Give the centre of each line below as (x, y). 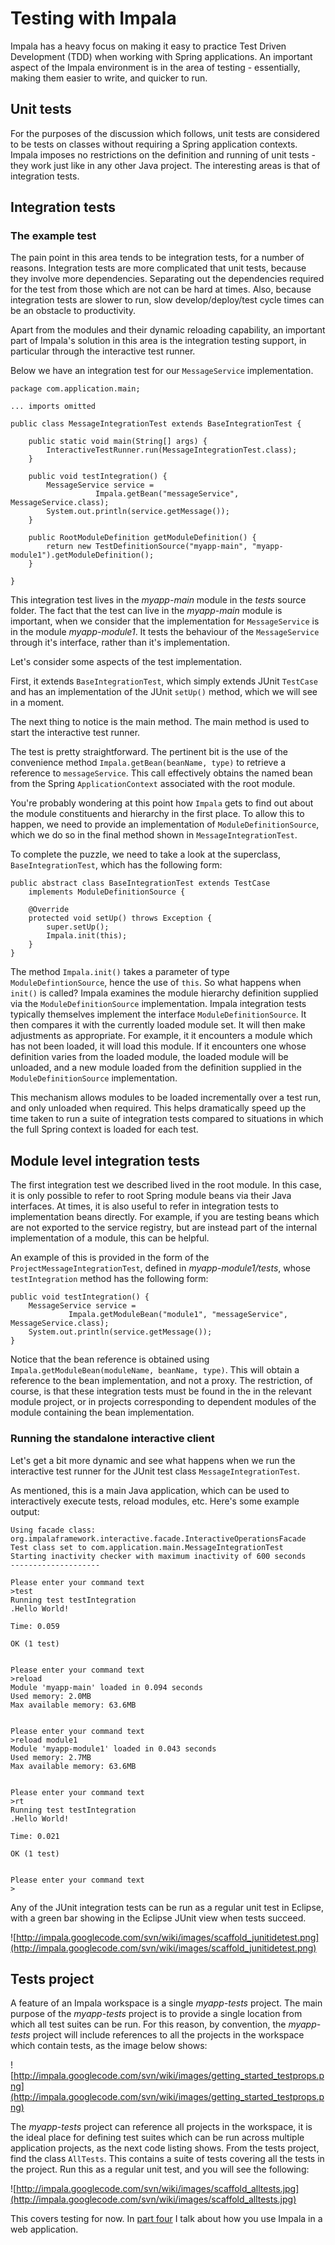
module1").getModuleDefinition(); (82, 555)
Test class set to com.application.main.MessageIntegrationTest (147, 1547)
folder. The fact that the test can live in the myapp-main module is (146, 611)
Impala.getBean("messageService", (167, 494)
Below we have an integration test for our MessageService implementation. (162, 371)
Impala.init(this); (87, 936)
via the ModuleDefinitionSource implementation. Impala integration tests (158, 1004)
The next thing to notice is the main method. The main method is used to (160, 722)
